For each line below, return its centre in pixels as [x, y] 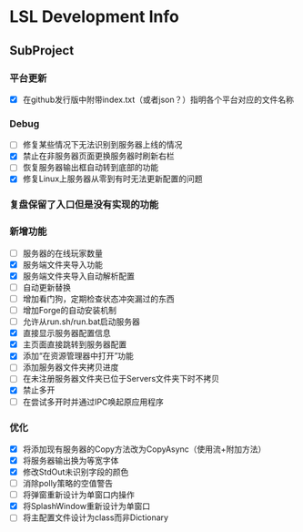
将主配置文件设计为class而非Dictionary [96, 517]
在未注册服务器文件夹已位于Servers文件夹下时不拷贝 [121, 379]
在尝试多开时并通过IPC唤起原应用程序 [93, 402]
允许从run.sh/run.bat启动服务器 [81, 322]
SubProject [42, 51]
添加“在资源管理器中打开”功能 [78, 356]
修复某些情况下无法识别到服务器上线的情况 [102, 145]
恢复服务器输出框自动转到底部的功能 [91, 168]
